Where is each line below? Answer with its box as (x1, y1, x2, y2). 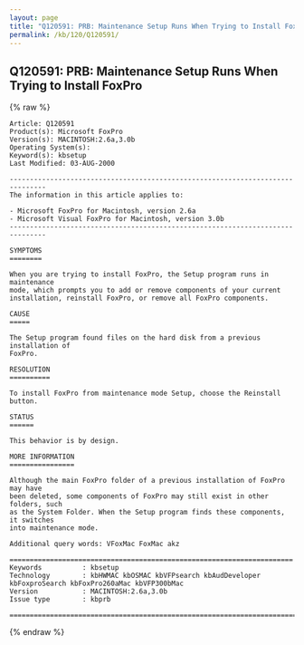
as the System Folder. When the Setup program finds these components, (9, 508, 285, 517)
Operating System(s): (9, 143, 91, 152)
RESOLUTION (9, 365, 51, 374)
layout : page (9, 13, 59, 23)
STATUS (9, 413, 34, 422)
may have (9, 484, 43, 494)
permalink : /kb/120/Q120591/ (9, 30, 119, 39)
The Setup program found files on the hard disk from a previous (9, 333, 261, 342)
